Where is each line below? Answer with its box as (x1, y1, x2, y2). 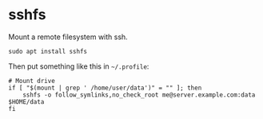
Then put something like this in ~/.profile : (8, 61, 149, 71)
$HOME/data (8, 97, 45, 105)
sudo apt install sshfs (8, 47, 88, 55)
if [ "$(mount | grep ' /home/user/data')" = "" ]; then (8, 84, 202, 92)
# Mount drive (8, 77, 56, 85)
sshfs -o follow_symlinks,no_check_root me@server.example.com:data (22, 90, 256, 99)
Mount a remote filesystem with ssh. (8, 32, 128, 42)
